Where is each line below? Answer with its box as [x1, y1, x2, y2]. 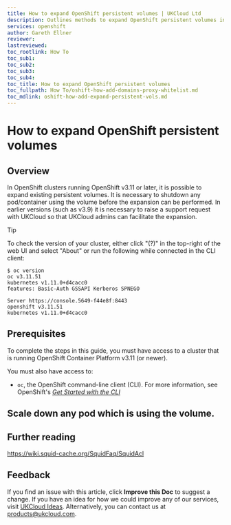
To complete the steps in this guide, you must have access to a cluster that [7, 346, 219, 355]
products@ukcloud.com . [7, 509, 77, 517]
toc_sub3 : [7, 68, 36, 74]
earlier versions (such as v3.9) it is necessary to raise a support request [7, 205, 211, 214]
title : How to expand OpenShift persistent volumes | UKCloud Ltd [7, 10, 201, 17]
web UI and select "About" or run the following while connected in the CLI [7, 247, 216, 255]
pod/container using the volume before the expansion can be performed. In [7, 198, 221, 206]
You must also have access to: [7, 367, 93, 375]
